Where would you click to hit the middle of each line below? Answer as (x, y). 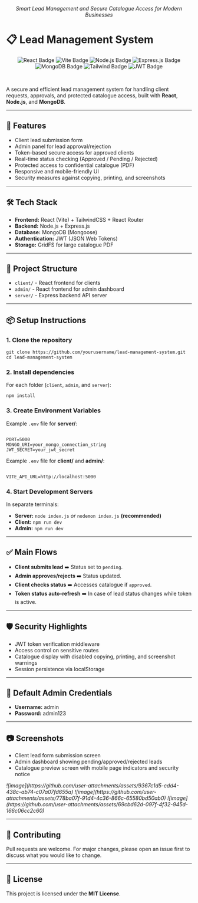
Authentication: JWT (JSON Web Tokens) (66, 238)
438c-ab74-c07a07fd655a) (40, 792)
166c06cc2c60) (25, 811)
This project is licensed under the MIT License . (63, 894)
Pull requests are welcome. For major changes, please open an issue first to (98, 849)
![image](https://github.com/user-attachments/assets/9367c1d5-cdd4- (93, 786)
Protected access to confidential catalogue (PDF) (74, 165)
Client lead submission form (49, 140)
